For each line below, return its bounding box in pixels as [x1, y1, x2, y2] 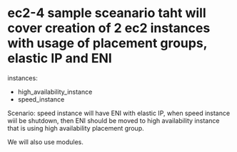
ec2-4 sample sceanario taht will [7, 5, 206, 21]
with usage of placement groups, [7, 36, 208, 51]
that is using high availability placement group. [7, 124, 144, 132]
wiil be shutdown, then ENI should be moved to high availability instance [7, 116, 220, 125]
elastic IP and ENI [7, 50, 112, 67]
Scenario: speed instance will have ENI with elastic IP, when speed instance [7, 109, 231, 117]
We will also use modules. [7, 137, 84, 146]
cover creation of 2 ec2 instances [7, 20, 211, 36]
